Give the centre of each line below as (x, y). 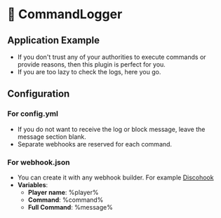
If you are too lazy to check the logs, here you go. (89, 72)
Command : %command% (66, 200)
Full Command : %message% (71, 207)
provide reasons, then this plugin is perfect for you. (92, 64)
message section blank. (52, 137)
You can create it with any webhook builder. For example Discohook (115, 177)
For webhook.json (39, 162)
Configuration (39, 94)
